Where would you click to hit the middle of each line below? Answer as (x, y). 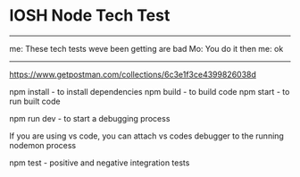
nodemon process (43, 145)
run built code (35, 101)
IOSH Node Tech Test (90, 16)
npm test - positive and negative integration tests (100, 163)
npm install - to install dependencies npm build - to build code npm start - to (150, 91)
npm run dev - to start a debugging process (90, 118)
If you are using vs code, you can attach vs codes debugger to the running (146, 136)
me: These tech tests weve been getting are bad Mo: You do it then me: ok (146, 48)
